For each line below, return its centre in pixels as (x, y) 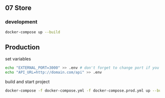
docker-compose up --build (33, 32)
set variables (18, 59)
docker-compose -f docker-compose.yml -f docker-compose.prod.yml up (78, 91)
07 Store (18, 8)
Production (23, 47)
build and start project (27, 82)
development (21, 22)
